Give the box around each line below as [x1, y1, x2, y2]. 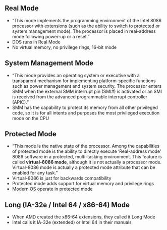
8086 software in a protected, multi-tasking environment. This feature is [12, 154, 162, 160]
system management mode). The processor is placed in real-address [12, 28, 156, 34]
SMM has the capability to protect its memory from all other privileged [12, 104, 158, 110]
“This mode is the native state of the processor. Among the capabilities [12, 143, 160, 149]
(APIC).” [12, 99, 29, 105]
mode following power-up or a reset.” [12, 33, 90, 39]
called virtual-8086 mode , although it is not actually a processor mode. [12, 159, 162, 165]
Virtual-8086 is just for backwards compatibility [12, 175, 112, 181]
